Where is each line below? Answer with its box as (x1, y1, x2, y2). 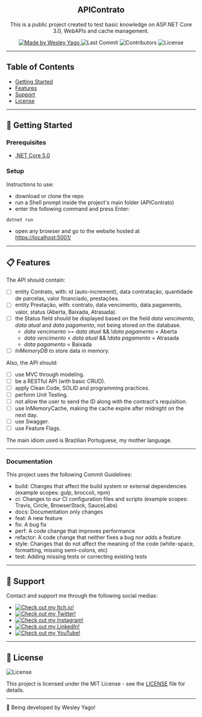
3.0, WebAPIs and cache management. (53, 27, 149, 34)
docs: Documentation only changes (14, 508, 103, 515)
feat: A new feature (14, 515, 63, 522)
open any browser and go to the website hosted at (14, 227, 140, 234)
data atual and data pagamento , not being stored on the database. (14, 321, 182, 329)
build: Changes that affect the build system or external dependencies (14, 483, 187, 490)
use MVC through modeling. (14, 370, 85, 378)
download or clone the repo (14, 192, 84, 199)
